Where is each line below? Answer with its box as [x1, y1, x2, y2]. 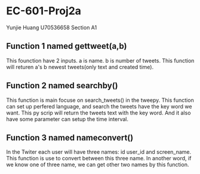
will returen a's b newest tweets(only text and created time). [6, 63, 154, 70]
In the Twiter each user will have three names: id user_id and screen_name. [6, 148, 192, 156]
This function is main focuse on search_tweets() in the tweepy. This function [6, 97, 194, 104]
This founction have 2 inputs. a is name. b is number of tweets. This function [6, 57, 195, 64]
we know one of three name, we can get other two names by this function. [6, 161, 189, 168]
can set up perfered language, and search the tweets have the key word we [6, 102, 192, 110]
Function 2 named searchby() [6, 80, 118, 91]
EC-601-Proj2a [6, 4, 82, 18]
